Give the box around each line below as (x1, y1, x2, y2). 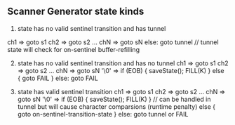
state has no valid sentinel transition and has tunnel (17, 24, 166, 32)
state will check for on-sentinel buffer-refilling (7, 45, 140, 53)
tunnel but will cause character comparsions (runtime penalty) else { (17, 102, 216, 111)
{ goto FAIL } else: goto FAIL (17, 74, 98, 82)
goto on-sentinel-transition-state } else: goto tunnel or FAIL (17, 110, 189, 118)
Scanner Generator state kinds (7, 6, 145, 18)
